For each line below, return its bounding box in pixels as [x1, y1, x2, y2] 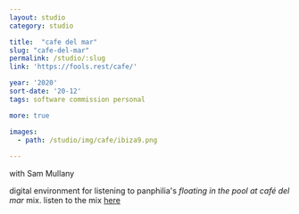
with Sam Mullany [9, 169, 75, 179]
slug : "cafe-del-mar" [9, 45, 90, 54]
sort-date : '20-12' [9, 86, 82, 95]
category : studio [9, 21, 74, 30]
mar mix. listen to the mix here [9, 195, 120, 206]
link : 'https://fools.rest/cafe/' [9, 62, 138, 71]
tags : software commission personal [9, 95, 145, 103]
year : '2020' [9, 78, 58, 87]
